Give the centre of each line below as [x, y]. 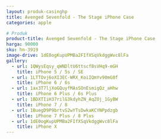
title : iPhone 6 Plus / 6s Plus [57, 94]
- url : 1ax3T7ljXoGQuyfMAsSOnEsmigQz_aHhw [65, 88]
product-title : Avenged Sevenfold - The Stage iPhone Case [81, 39]
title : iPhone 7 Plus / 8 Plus [56, 116]
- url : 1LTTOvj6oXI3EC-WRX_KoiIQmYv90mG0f [65, 77]
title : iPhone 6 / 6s [43, 83]
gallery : [17, 61]
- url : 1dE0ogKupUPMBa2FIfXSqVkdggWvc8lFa [65, 121]
